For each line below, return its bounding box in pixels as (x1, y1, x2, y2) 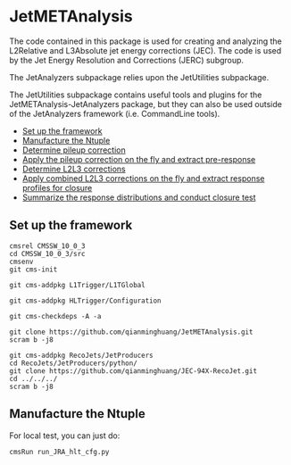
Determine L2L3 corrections (21, 163, 127, 174)
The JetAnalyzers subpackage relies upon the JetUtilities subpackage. (9, 71, 270, 82)
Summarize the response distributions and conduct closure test (21, 192, 256, 203)
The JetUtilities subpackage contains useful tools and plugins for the (9, 89, 262, 100)
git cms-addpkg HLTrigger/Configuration (9, 296, 162, 305)
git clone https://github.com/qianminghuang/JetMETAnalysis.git (9, 328, 254, 336)
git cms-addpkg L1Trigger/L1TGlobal (9, 280, 145, 289)
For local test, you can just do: (9, 430, 121, 441)
